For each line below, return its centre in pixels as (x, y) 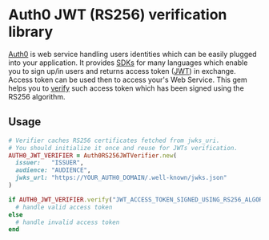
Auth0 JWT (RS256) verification (118, 15)
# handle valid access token (64, 207)
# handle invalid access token (68, 222)
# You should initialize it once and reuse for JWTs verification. (123, 148)
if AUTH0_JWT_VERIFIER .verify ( (60, 199)
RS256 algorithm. (37, 96)
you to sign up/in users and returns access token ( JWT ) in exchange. (122, 71)
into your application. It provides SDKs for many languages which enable (128, 63)
